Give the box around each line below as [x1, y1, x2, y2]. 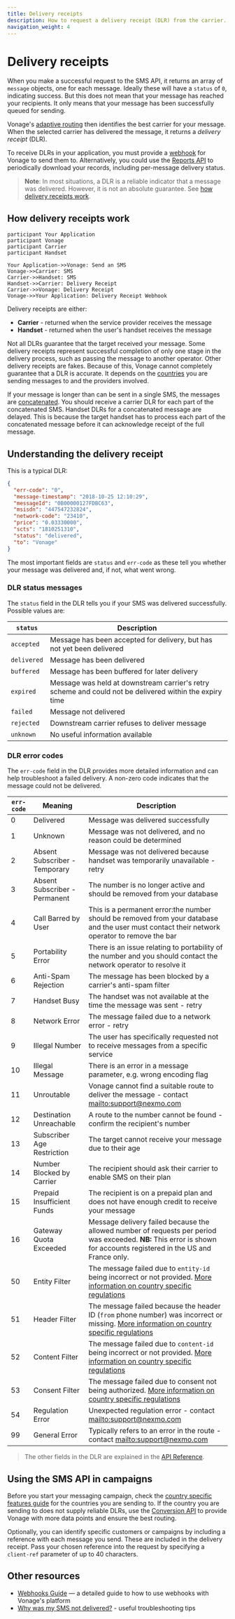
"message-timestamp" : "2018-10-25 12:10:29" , [13, 493, 149, 500]
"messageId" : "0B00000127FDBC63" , [13, 500, 114, 507]
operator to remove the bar [88, 931, 177, 941]
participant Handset [7, 250, 68, 257]
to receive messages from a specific [88, 1041, 208, 1051]
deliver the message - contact [88, 1090, 189, 1100]
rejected [10, 719, 40, 727]
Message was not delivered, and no [88, 827, 206, 837]
